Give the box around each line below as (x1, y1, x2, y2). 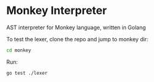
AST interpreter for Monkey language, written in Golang (6, 24, 146, 31)
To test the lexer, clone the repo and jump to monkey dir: (6, 35, 148, 43)
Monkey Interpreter (6, 4, 107, 18)
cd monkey (6, 47, 32, 53)
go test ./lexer (6, 70, 48, 76)
